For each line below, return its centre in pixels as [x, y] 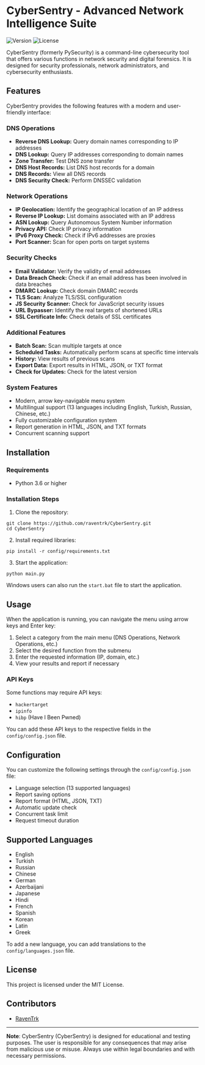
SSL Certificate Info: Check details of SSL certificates [83, 317]
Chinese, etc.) [33, 414]
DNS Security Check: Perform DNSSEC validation [78, 180]
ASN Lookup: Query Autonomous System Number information [93, 222]
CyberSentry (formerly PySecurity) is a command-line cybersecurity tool [98, 52]
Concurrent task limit [41, 814]
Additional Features [36, 332]
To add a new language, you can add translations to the [76, 944]
